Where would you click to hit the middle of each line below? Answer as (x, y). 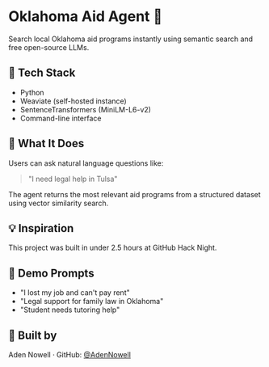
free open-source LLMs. (49, 47)
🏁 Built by (33, 335)
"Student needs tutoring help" (70, 310)
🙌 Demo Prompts (51, 273)
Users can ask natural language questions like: (86, 163)
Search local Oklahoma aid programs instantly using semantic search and (130, 39)
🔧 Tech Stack (42, 73)
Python (32, 92)
